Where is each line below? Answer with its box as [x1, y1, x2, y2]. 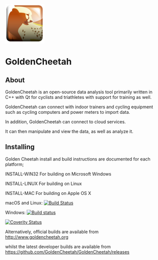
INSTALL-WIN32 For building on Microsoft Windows [5, 171, 112, 177]
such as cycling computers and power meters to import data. [5, 109, 131, 115]
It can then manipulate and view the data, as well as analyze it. [5, 128, 134, 134]
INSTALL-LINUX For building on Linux [5, 180, 82, 186]
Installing [5, 143, 35, 151]
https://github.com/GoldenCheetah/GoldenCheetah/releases [5, 249, 130, 255]
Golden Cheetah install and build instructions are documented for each [5, 156, 151, 162]
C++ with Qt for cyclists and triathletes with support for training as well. [5, 94, 152, 100]
